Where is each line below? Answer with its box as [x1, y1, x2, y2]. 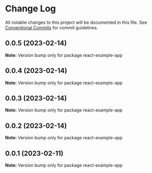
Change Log [5, 3, 56, 14]
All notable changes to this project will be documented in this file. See [5, 19, 148, 25]
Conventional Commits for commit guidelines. [5, 24, 98, 30]
